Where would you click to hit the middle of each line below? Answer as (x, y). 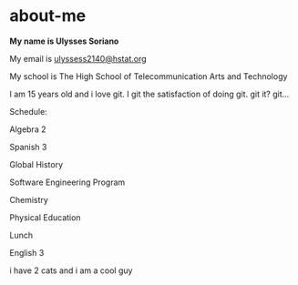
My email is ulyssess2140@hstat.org (78, 58)
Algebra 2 (28, 129)
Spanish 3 (28, 147)
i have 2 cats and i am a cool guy (71, 270)
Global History (36, 164)
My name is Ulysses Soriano (64, 41)
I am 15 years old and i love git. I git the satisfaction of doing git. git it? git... (149, 94)
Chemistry (29, 199)
